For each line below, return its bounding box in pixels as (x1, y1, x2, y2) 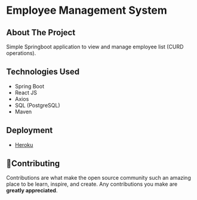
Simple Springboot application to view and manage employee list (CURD (6, 43, 184, 50)
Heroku (14, 141, 33, 148)
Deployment (6, 125, 53, 136)
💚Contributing (6, 159, 60, 169)
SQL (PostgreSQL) (14, 101, 61, 109)
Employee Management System (6, 4, 167, 17)
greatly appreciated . (6, 187, 58, 194)
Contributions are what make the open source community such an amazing (6, 174, 191, 181)
